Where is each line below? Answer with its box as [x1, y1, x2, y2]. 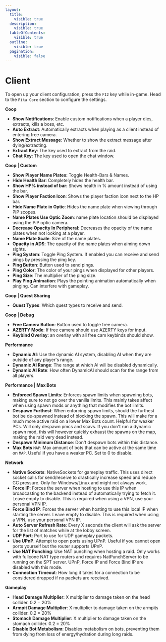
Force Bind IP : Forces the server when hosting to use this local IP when [12, 506, 158, 512]
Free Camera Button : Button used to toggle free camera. [12, 322, 128, 328]
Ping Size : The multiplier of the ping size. [12, 273, 97, 278]
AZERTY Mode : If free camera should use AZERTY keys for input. [12, 327, 147, 333]
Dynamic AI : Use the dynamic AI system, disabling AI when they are [12, 352, 152, 358]
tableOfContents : [9, 30, 46, 35]
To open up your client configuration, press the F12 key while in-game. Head [5, 92, 161, 97]
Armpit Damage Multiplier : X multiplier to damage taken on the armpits [12, 605, 159, 611]
